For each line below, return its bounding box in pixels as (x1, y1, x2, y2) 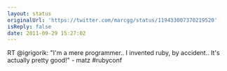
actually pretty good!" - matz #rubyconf (7, 56, 123, 65)
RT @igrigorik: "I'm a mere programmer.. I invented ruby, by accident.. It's (7, 49, 221, 57)
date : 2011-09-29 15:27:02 (7, 29, 86, 37)
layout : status (7, 10, 52, 17)
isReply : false (7, 23, 52, 30)
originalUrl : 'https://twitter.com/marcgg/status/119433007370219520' (7, 17, 218, 24)
